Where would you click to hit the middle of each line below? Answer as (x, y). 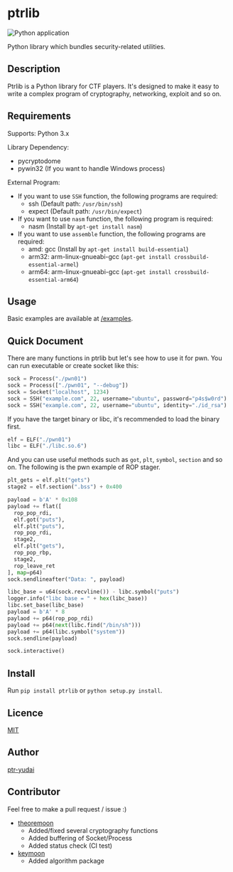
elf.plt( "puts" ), (39, 526)
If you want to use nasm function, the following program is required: (115, 219)
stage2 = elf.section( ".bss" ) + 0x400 (65, 487)
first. (14, 426)
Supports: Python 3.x (38, 133)
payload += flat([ (34, 506)
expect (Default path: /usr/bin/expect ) (85, 211)
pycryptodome (39, 161)
